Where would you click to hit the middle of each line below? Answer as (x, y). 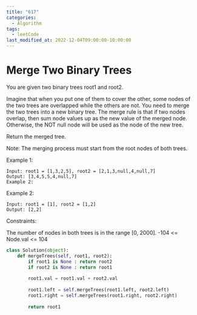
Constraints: (22, 221)
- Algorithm (27, 23)
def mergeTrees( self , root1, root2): (65, 256)
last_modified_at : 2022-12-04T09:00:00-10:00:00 (69, 40)
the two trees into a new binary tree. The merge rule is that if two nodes (96, 112)
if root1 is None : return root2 (70, 261)
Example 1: (20, 160)
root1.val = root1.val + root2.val (73, 279)
